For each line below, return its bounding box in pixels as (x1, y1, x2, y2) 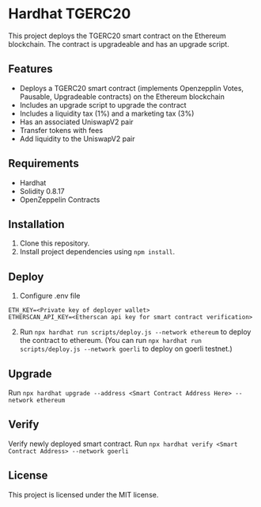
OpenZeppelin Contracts (19, 195, 100, 204)
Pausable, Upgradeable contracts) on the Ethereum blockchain (19, 92, 225, 101)
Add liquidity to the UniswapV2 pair (19, 134, 135, 143)
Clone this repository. (19, 238, 90, 248)
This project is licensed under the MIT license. (8, 490, 159, 499)
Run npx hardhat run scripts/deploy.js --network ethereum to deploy (19, 327, 252, 337)
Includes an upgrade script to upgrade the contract (19, 100, 187, 109)
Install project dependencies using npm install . (19, 247, 176, 257)
